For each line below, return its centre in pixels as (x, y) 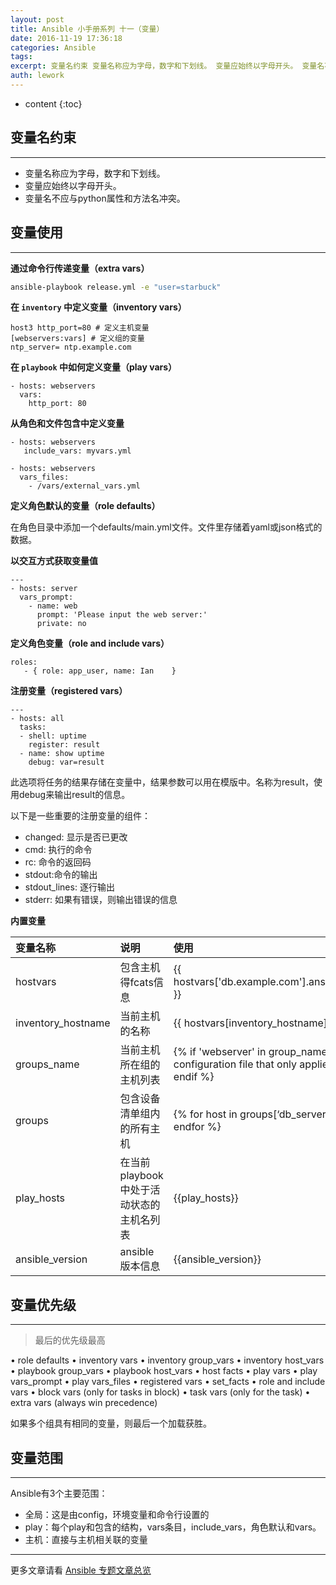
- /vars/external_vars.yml (84, 486)
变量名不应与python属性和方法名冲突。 (105, 198)
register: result (64, 745)
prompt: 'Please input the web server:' (122, 615)
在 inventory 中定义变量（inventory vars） (98, 307)
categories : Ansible (53, 47)
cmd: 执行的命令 (58, 850)
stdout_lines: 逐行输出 (69, 887)
